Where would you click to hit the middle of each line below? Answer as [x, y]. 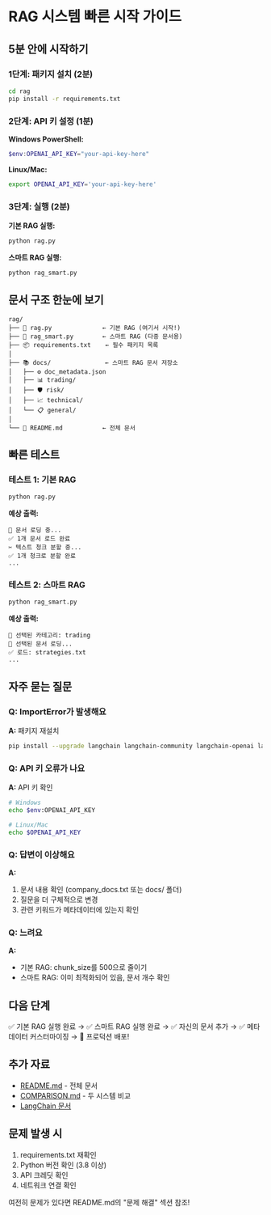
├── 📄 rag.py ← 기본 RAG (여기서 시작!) [95, 328]
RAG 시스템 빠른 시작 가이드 [95, 17]
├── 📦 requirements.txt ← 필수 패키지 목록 [83, 345]
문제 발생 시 [35, 1134]
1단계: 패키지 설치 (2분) [51, 74]
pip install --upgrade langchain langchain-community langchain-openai [131, 746]
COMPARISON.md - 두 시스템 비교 [75, 1095]
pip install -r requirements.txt [65, 99]
